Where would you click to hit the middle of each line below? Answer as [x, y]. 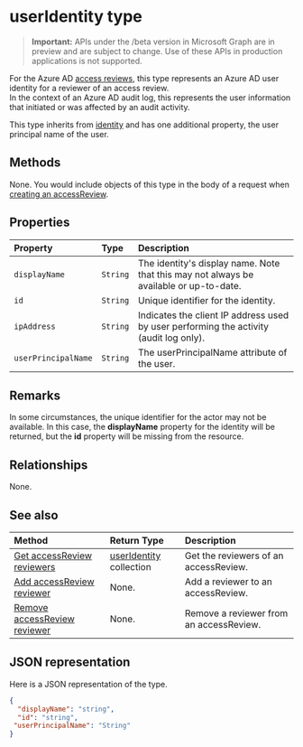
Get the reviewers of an [234, 556]
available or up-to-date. [190, 285]
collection [130, 567]
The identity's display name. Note [209, 263]
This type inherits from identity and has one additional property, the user [144, 125]
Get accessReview [53, 556]
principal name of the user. [60, 134]
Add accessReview [54, 582]
